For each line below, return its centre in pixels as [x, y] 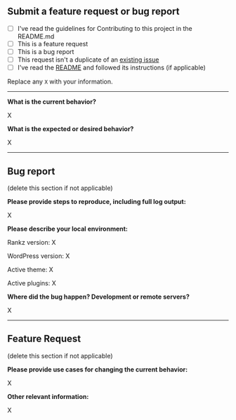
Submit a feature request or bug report [93, 12]
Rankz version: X [32, 242]
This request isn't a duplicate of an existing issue [88, 60]
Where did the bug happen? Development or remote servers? [98, 297]
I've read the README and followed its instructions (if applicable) [111, 68]
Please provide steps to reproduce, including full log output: [97, 201]
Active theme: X [31, 269]
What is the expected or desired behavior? [71, 129]
